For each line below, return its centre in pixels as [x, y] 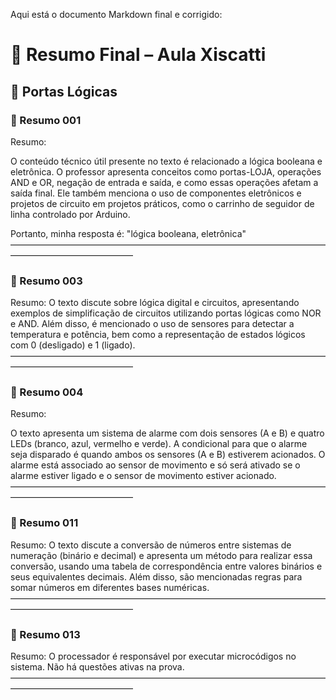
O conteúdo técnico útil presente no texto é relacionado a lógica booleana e [166, 161]
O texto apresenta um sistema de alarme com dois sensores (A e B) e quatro [167, 433]
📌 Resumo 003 [46, 281]
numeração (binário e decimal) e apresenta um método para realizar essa [161, 555]
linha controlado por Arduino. [70, 214]
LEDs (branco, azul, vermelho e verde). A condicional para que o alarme [159, 444]
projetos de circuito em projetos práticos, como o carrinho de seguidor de [162, 203]
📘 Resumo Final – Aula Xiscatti [138, 55]
